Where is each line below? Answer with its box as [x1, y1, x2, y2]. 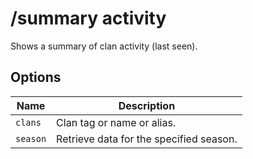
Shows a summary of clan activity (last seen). [10, 40, 198, 52]
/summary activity [10, 7, 167, 30]
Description [118, 98, 176, 112]
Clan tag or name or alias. [56, 115, 177, 129]
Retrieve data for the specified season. [56, 132, 238, 146]
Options [10, 69, 62, 86]
